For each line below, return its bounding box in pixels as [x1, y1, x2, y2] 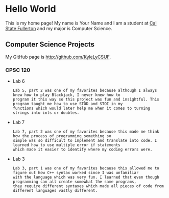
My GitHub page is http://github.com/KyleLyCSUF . [5, 54, 111, 60]
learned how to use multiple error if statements [12, 142, 121, 148]
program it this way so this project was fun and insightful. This [12, 97, 159, 102]
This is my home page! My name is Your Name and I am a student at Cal [5, 20, 157, 26]
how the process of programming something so [12, 134, 111, 139]
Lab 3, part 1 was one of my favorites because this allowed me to [12, 166, 159, 171]
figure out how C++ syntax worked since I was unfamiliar [12, 170, 139, 176]
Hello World [5, 3, 56, 15]
